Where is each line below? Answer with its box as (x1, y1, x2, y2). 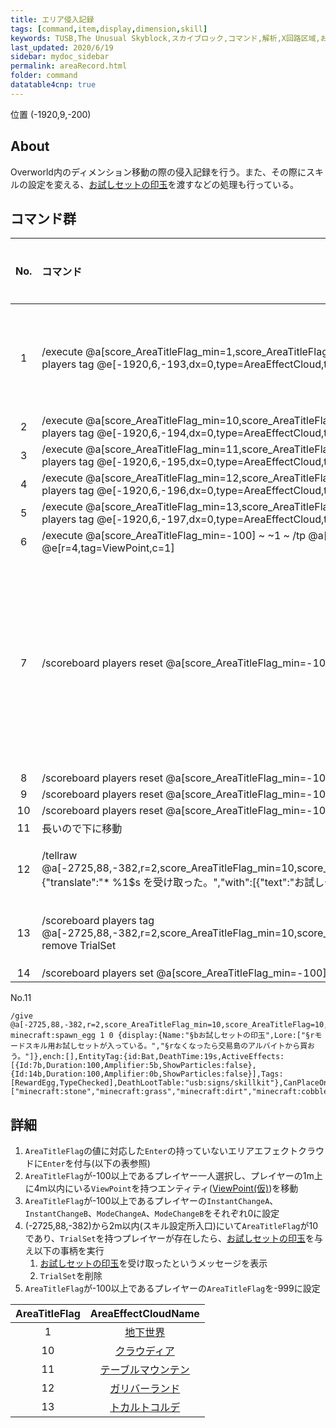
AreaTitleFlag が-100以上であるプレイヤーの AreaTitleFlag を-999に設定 (24, 1282, 321, 1295)
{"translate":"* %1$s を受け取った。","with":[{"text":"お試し (41, 876, 325, 890)
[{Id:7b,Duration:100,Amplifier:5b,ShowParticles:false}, (10, 1061, 257, 1071)
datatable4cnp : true (10, 80, 97, 90)
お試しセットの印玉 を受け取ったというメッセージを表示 (39, 1257, 268, 1270)
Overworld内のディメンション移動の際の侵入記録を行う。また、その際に (10, 166, 307, 178)
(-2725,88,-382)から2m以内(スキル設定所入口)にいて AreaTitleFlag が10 (24, 1220, 318, 1232)
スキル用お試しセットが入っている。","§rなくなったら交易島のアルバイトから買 (24, 1041, 308, 1051)
